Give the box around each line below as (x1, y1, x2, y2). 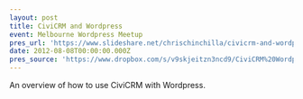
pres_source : (9, 55, 59, 64)
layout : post (9, 13, 59, 22)
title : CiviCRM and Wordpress (9, 22, 124, 31)
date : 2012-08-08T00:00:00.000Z (9, 47, 131, 56)
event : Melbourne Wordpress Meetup (9, 30, 143, 39)
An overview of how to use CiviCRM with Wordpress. (9, 80, 206, 90)
